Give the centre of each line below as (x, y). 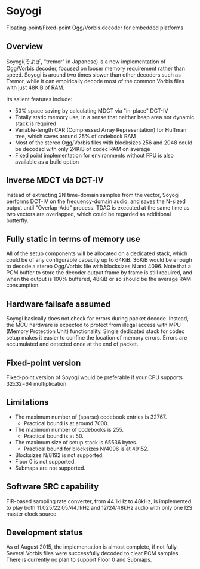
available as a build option (47, 161)
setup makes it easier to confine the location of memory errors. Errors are (97, 338)
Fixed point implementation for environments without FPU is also (94, 155)
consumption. (23, 285)
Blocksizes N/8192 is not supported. (59, 455)
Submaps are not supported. (50, 468)
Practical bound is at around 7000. (66, 423)
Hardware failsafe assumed (59, 304)
